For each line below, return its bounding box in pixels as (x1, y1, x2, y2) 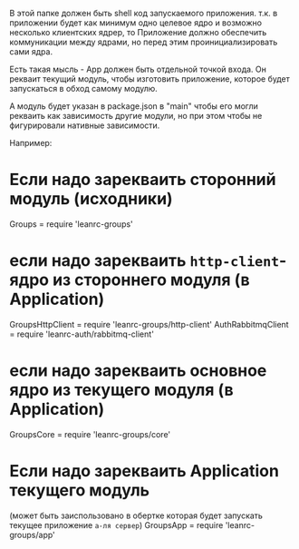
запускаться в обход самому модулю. (9, 83, 159, 93)
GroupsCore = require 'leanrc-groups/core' (9, 428, 171, 439)
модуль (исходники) (9, 189, 174, 210)
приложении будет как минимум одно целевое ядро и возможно (9, 17, 263, 28)
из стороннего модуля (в (53, 270, 251, 290)
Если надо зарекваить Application (9, 461, 279, 481)
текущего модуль (9, 480, 150, 500)
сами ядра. (9, 46, 53, 57)
